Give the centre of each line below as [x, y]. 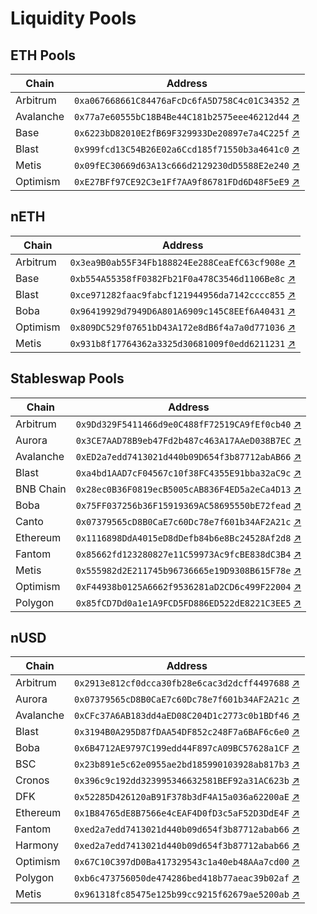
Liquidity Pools [73, 18]
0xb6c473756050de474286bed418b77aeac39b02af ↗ [187, 878]
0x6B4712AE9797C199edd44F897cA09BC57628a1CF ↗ [187, 748]
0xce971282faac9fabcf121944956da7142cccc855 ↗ [182, 294]
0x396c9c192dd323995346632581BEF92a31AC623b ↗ [187, 780]
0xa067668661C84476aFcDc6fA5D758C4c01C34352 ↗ [187, 100]
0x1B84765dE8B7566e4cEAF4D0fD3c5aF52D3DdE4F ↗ [187, 813]
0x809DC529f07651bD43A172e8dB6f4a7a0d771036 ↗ [182, 327]
